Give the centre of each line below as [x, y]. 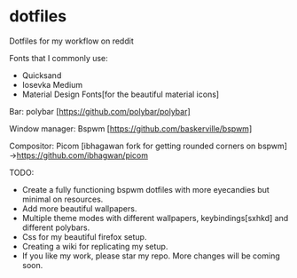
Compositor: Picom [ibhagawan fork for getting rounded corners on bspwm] [148, 146]
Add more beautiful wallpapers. [79, 208]
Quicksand [42, 75]
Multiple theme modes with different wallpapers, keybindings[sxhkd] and [155, 218]
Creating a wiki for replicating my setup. [95, 246]
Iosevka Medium [52, 84]
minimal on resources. [63, 199]
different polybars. [56, 227]
